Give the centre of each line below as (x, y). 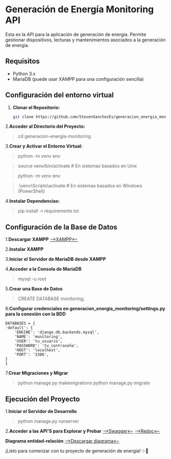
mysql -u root (32, 279)
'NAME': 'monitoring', (39, 337)
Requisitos (22, 62)
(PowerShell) (31, 191)
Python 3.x (24, 74)
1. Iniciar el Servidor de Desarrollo (41, 412)
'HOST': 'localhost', (37, 350)
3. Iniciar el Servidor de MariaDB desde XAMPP (56, 259)
